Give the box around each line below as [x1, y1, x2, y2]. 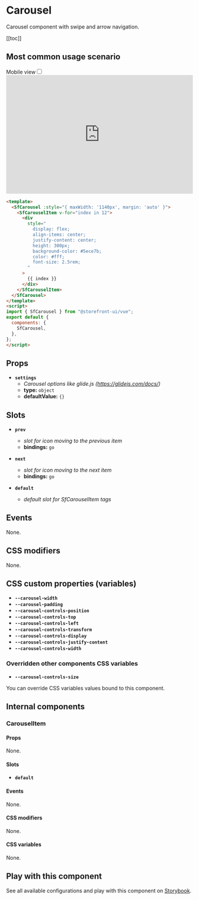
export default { [6, 315, 49, 321]
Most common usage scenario [6, 52, 121, 62]
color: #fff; [32, 254, 65, 260]
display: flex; [32, 226, 70, 232]
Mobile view [6, 68, 36, 75]
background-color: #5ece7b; [32, 248, 102, 254]
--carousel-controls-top [14, 614, 76, 620]
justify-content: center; [32, 237, 97, 243]
